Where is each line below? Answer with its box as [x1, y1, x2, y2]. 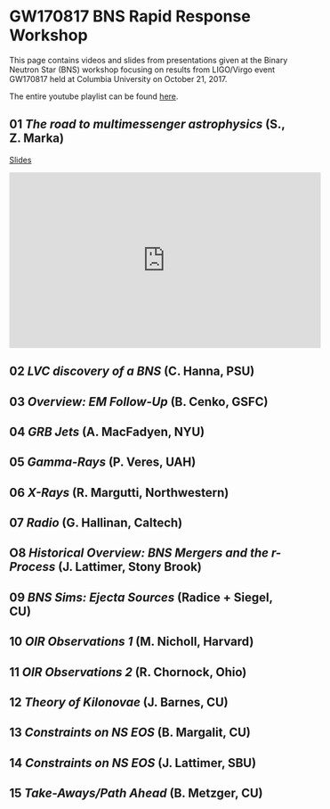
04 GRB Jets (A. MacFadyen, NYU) [9, 424, 205, 439]
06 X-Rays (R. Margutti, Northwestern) [9, 484, 229, 500]
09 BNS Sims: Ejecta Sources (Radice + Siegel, [9, 590, 273, 605]
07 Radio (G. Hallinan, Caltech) [9, 516, 183, 531]
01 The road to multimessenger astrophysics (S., [9, 117, 286, 132]
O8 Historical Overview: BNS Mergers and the [9, 546, 270, 561]
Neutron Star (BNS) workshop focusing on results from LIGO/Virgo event [9, 64, 276, 75]
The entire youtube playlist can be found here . [9, 91, 179, 102]
